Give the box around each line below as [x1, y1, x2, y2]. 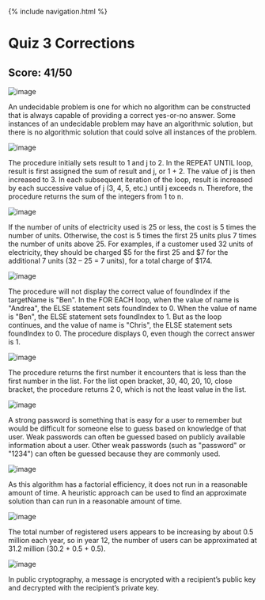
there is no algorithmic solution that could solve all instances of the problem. [8, 127, 257, 137]
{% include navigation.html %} [8, 7, 108, 16]
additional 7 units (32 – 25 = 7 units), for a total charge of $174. [8, 256, 213, 265]
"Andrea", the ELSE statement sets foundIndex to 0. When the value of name [8, 304, 257, 313]
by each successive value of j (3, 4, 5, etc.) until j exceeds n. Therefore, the [8, 184, 253, 192]
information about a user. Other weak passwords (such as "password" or [8, 441, 246, 450]
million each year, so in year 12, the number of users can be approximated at [8, 536, 257, 545]
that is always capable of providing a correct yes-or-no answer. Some [8, 111, 236, 120]
